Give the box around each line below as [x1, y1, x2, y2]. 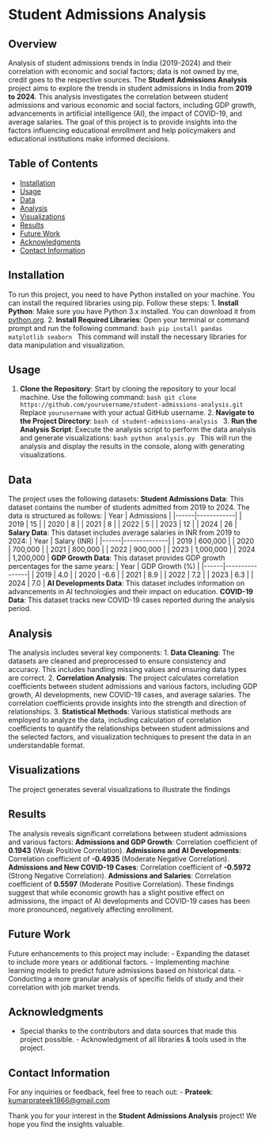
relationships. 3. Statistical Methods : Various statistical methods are [8, 707, 232, 716]
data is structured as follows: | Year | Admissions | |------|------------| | [8, 511, 242, 520]
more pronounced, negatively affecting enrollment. [8, 905, 174, 914]
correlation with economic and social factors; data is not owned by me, [8, 67, 240, 76]
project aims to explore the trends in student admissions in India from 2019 [8, 83, 252, 93]
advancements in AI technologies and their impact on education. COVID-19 [8, 587, 253, 597]
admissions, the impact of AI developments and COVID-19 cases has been [8, 896, 251, 905]
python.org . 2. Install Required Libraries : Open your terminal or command [8, 315, 250, 325]
